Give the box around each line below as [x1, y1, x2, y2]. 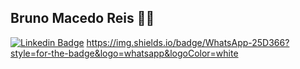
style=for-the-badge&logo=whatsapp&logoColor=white [10, 47, 239, 59]
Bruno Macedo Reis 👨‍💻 [10, 10, 155, 27]
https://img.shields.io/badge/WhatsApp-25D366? [86, 36, 290, 48]
